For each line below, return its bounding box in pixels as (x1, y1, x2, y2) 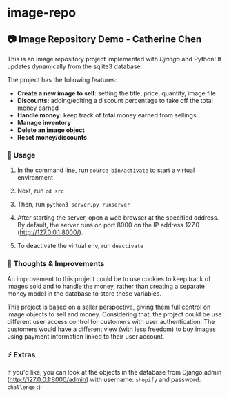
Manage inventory (17, 119, 71, 126)
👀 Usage (7, 150, 36, 160)
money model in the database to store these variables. (7, 289, 162, 298)
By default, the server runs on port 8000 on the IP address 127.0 (17, 221, 200, 229)
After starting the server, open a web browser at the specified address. (17, 214, 219, 222)
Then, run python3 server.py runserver (17, 200, 130, 209)
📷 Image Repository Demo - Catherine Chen (7, 33, 202, 45)
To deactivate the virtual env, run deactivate (17, 242, 143, 250)
